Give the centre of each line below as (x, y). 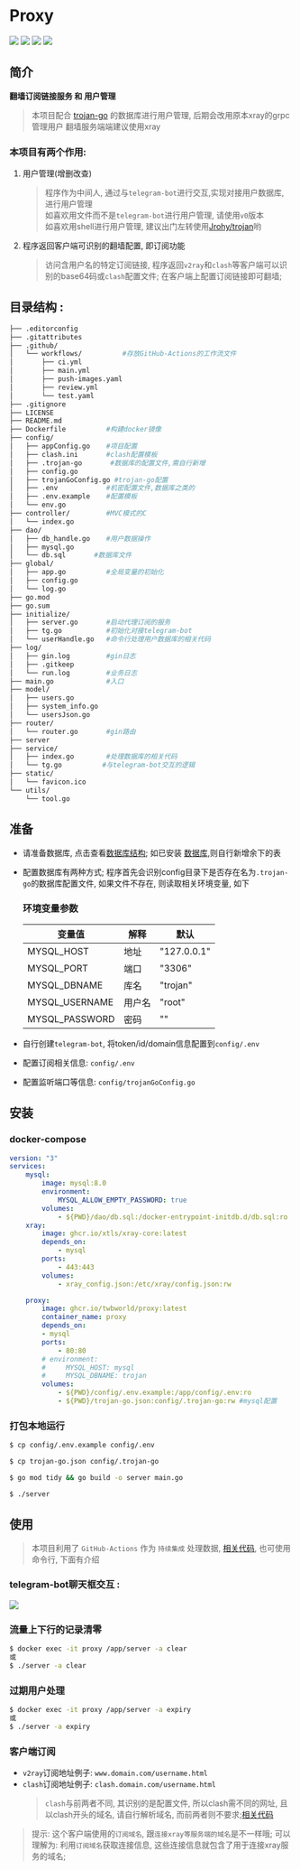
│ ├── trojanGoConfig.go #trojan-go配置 (89, 479)
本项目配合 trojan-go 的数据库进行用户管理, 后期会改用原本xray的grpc (160, 115)
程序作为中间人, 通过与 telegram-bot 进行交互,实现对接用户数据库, (164, 193)
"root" (173, 1001)
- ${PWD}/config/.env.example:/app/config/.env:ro (155, 1393)
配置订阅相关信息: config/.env (78, 1063)
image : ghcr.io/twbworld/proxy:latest (114, 1309)
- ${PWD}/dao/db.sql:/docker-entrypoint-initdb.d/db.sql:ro (173, 1217)
